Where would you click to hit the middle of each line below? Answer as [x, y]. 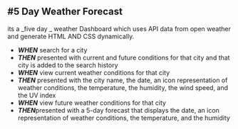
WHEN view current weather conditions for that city [94, 72]
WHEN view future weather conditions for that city [92, 103]
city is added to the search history [68, 65]
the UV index [37, 95]
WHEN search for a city [52, 50]
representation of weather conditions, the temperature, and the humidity [124, 118]
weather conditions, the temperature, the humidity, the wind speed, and [123, 87]
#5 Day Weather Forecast [65, 12]
